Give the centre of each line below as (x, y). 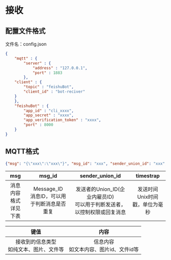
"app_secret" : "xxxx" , (49, 115)
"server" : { (37, 63)
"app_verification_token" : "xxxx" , (62, 120)
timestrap (148, 176)
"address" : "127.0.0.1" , (60, 68)
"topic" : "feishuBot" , (49, 87)
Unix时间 (148, 197)
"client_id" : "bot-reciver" (54, 92)
